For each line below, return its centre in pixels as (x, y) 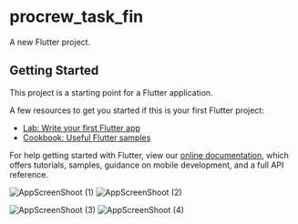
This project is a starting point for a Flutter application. (111, 92)
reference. (29, 174)
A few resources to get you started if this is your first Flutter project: (137, 110)
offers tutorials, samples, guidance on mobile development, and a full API (147, 165)
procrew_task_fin (77, 17)
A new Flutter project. (50, 42)
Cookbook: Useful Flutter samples (87, 137)
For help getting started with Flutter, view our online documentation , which (149, 155)
